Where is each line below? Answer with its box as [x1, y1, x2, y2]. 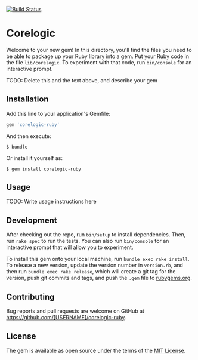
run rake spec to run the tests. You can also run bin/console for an [6, 238, 169, 245]
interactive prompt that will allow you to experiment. [6, 244, 134, 251]
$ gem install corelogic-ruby [6, 166, 82, 172]
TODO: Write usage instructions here [6, 198, 97, 205]
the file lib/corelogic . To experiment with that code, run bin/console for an [6, 59, 192, 66]
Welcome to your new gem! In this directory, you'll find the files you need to [6, 46, 192, 53]
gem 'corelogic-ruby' [6, 121, 60, 128]
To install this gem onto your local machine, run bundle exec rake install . [6, 256, 190, 263]
